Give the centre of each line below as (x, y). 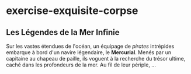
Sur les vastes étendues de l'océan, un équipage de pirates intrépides (90, 46)
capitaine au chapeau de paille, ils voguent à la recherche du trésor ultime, (96, 59)
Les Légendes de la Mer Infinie (63, 32)
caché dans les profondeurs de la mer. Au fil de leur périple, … (81, 65)
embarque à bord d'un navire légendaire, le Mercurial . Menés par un (88, 52)
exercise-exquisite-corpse (72, 11)
